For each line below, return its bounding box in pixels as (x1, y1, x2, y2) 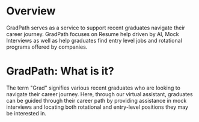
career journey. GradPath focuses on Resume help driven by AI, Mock (6, 30, 179, 37)
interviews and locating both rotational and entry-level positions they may (6, 103, 188, 111)
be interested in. (6, 109, 47, 117)
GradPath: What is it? (6, 64, 114, 78)
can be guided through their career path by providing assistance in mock (6, 97, 187, 104)
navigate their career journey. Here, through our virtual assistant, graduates (6, 90, 194, 97)
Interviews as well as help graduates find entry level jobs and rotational (6, 37, 182, 44)
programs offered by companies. (6, 43, 88, 50)
